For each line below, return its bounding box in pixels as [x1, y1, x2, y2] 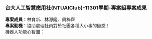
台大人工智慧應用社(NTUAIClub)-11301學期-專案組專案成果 [5, 4, 147, 11]
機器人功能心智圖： [5, 29, 45, 35]
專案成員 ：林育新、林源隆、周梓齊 [5, 16, 75, 23]
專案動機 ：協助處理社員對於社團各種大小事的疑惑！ [5, 23, 110, 29]
